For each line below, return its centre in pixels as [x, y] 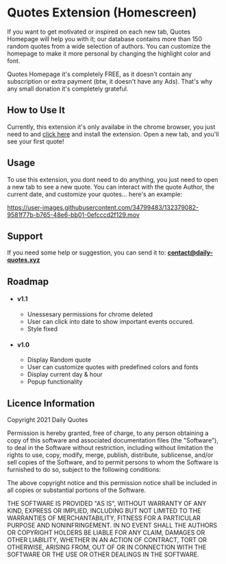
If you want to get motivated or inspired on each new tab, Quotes [99, 32]
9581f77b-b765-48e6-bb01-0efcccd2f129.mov [74, 215]
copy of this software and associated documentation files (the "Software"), [113, 440]
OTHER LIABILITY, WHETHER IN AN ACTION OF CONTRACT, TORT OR [107, 539]
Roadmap [28, 282]
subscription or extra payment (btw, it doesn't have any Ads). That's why [110, 81]
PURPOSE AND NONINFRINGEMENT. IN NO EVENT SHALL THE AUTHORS [112, 525]
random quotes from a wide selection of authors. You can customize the [109, 46]
